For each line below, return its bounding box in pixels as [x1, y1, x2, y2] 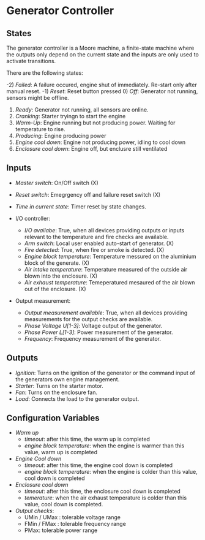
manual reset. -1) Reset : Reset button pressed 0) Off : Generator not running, [6, 88, 198, 95]
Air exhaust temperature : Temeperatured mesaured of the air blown [24, 278, 195, 286]
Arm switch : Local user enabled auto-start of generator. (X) [24, 240, 174, 247]
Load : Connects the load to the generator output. [15, 395, 140, 402]
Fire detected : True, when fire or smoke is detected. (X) [24, 246, 165, 253]
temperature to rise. [15, 126, 65, 132]
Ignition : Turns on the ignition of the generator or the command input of [15, 369, 196, 376]
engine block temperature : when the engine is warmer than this [24, 442, 185, 449]
